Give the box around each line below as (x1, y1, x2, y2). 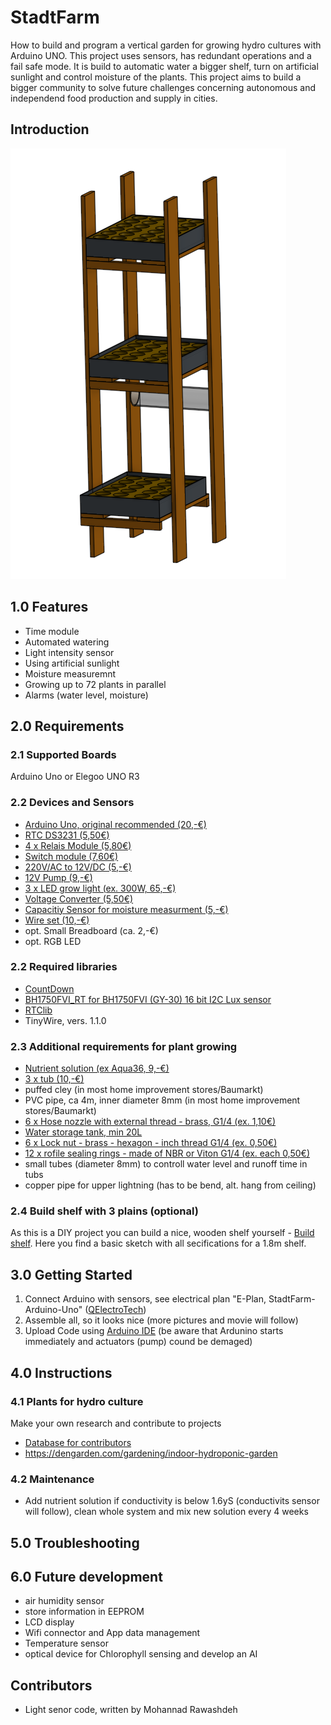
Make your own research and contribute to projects (10, 1417, 222, 1429)
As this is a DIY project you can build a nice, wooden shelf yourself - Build (10, 1227, 315, 1239)
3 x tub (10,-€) (24, 1073, 85, 1085)
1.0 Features (10, 599, 89, 616)
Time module (24, 625, 80, 637)
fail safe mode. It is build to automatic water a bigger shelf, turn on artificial (10, 60, 319, 72)
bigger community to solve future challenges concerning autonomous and (10, 81, 317, 93)
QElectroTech (88, 1304, 144, 1316)
